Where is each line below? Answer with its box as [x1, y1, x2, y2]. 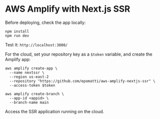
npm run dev [5, 33, 29, 38]
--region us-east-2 [9, 74, 49, 79]
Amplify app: [5, 56, 31, 62]
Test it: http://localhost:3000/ [5, 41, 68, 47]
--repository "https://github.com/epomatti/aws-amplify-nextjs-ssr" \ [9, 79, 156, 83]
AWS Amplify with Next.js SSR [5, 3, 130, 15]
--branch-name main [9, 100, 49, 105]
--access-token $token [9, 83, 55, 88]
